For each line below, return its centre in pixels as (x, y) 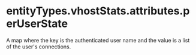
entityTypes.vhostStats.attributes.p (98, 11)
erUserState (37, 24)
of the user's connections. (39, 47)
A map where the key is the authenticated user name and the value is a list (98, 40)
